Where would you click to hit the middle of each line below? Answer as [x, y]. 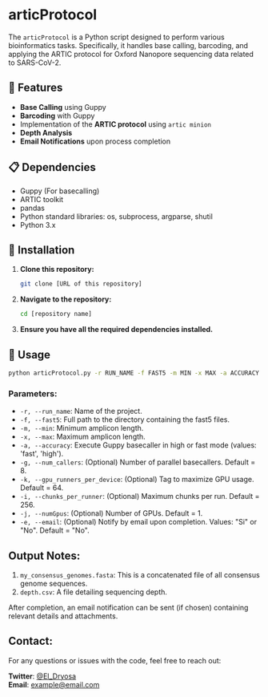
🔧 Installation [42, 250]
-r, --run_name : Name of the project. [81, 411]
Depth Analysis [46, 132]
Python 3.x [38, 225]
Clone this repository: [57, 269]
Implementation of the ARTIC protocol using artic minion [116, 124]
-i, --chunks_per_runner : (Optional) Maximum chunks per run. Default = [140, 496]
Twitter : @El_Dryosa [42, 676]
